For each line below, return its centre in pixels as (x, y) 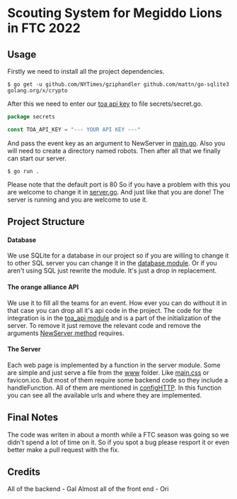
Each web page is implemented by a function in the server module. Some (114, 365)
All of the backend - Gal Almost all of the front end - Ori (88, 489)
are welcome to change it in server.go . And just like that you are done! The (116, 192)
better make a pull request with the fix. (64, 449)
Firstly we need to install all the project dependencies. (86, 71)
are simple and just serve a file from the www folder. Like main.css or (108, 372)
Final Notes (33, 418)
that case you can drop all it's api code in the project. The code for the (110, 310)
